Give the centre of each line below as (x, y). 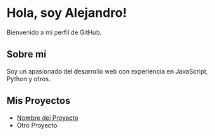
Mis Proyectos (39, 101)
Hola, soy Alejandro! (67, 13)
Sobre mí (27, 54)
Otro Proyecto (37, 125)
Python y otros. (29, 79)
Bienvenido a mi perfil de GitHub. (54, 32)
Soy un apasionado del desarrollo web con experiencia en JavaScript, (107, 71)
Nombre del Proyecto (47, 118)
